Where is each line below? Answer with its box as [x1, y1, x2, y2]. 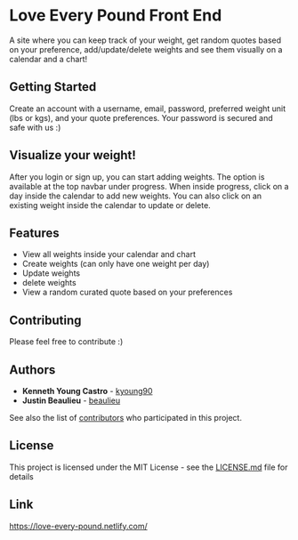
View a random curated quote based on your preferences [21, 286, 233, 298]
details [9, 471, 34, 481]
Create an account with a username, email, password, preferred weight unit [9, 103, 286, 114]
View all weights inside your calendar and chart [21, 249, 197, 260]
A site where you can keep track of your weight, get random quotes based [9, 35, 282, 45]
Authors [9, 362, 56, 377]
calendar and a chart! [9, 53, 88, 64]
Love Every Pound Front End [9, 5, 222, 26]
